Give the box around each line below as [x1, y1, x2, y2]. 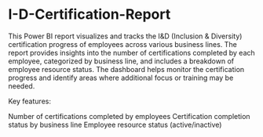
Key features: [8, 96, 51, 106]
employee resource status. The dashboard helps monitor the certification [8, 64, 245, 74]
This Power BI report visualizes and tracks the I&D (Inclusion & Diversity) [8, 31, 243, 41]
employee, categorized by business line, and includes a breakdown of [8, 56, 234, 66]
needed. [8, 81, 35, 91]
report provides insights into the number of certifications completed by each [8, 48, 255, 57]
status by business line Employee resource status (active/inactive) [8, 120, 222, 129]
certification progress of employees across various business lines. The [8, 39, 237, 49]
